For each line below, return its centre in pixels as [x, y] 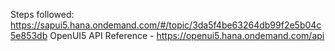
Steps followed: [42, 14]
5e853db [29, 35]
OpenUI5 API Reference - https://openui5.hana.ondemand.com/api [187, 35]
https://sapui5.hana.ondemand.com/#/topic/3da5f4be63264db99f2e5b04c [166, 25]
